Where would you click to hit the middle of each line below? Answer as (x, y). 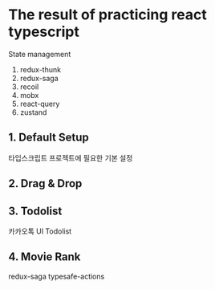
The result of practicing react (107, 15)
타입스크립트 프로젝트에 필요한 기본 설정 (71, 157)
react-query (40, 104)
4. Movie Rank (45, 257)
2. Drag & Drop (45, 183)
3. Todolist (35, 211)
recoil (29, 87)
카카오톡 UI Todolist (40, 231)
